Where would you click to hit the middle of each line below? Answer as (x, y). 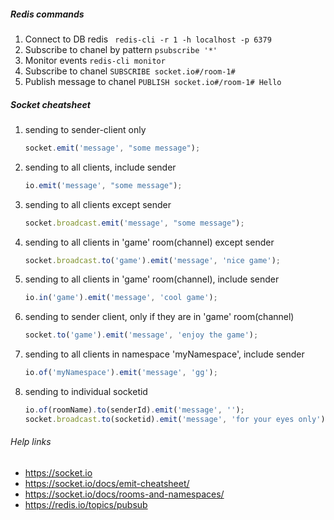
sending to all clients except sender (98, 204)
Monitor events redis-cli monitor (95, 60)
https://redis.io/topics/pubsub (86, 505)
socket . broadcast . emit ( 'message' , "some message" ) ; (134, 223)
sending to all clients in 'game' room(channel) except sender (149, 242)
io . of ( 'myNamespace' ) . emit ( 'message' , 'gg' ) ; (121, 373)
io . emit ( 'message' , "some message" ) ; (103, 185)
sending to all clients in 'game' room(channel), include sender (152, 279)
